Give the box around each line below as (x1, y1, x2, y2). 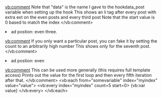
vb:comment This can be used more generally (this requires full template (5, 67, 150, 73)
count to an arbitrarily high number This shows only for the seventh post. (5, 43, 151, 49)
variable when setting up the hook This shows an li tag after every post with (5, 9, 157, 15)
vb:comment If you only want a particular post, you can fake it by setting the (5, 38, 158, 44)
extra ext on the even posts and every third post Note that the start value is (5, 14, 155, 20)
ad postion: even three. (11, 29, 57, 34)
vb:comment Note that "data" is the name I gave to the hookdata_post (5, 4, 145, 10)
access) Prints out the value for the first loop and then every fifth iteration (5, 72, 152, 78)
